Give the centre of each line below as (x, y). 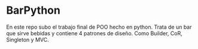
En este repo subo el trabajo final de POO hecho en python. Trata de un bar (99, 27)
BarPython (33, 10)
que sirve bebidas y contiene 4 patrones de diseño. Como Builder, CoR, (94, 33)
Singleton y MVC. (28, 39)
